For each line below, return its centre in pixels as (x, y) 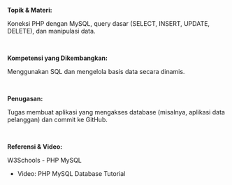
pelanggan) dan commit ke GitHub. (58, 119)
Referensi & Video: (35, 147)
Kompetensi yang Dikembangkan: (58, 58)
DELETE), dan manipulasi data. (51, 31)
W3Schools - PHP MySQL (44, 160)
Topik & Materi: (30, 10)
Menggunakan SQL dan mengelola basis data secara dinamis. (96, 72)
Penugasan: (25, 98)
